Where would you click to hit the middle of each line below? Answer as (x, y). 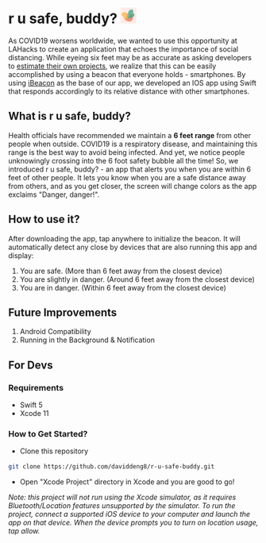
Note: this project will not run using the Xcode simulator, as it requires (122, 497)
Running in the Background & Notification (87, 340)
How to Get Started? (48, 433)
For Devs (31, 365)
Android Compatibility (55, 332)
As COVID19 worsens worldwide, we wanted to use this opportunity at (123, 40)
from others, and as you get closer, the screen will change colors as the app (133, 186)
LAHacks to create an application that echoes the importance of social (123, 49)
